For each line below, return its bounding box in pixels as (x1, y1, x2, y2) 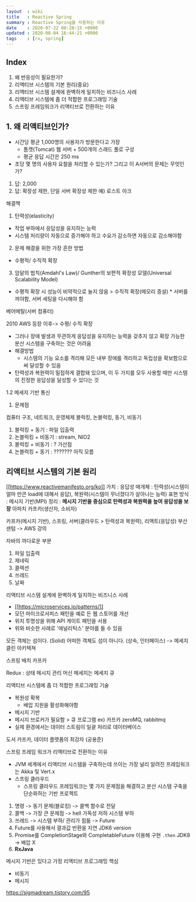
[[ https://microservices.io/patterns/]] (14, 603, 104, 610)
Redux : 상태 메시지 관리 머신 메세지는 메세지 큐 (6, 669, 115, 676)
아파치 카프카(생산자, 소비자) (12, 505, 77, 512)
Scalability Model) (14, 276, 59, 283)
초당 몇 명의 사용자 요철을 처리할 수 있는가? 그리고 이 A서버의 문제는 (14, 160, 169, 167)
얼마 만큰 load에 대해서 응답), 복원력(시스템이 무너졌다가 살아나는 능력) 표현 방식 (6, 491, 189, 498)
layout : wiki (6, 8, 43, 15)
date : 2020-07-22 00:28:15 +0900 (6, 25, 98, 31)
